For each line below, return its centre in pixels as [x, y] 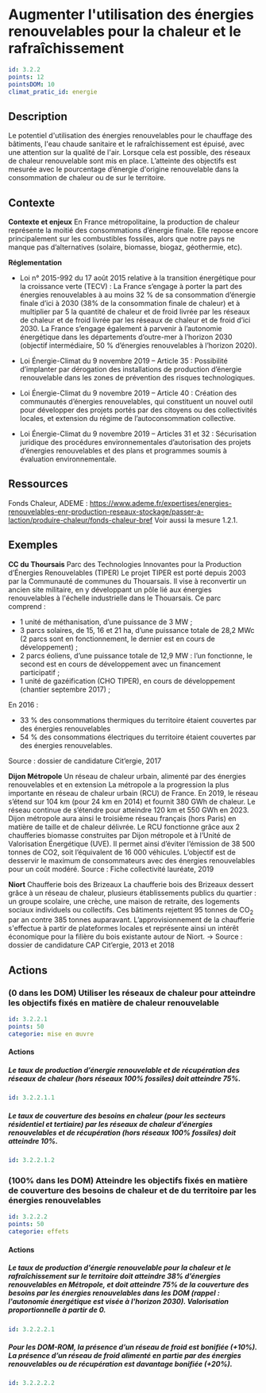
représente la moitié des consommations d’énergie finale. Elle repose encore [133, 230]
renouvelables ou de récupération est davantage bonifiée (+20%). [120, 1364]
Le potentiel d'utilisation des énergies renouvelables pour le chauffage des [130, 136]
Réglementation [35, 263]
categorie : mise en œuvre [51, 1034]
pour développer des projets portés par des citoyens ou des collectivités [138, 410]
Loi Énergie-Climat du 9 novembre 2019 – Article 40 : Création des [128, 393]
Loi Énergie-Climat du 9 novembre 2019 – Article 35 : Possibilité [123, 361]
